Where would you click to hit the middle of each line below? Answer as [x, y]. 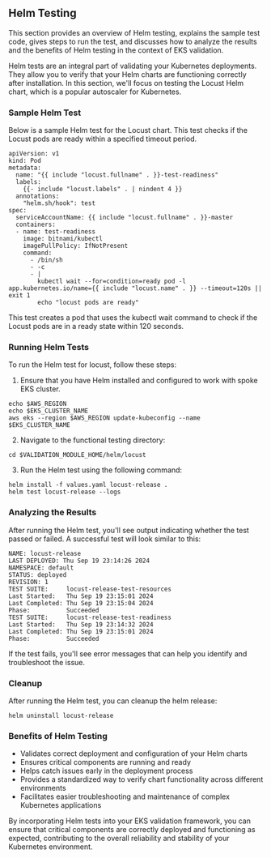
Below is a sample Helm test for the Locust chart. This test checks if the [128, 130]
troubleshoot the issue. [47, 662]
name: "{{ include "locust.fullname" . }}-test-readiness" [117, 175]
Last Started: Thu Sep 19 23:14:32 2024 [81, 624]
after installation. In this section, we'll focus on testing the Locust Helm [126, 83]
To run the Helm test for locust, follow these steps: [93, 365]
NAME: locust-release [45, 553]
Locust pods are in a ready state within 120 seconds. [96, 327]
